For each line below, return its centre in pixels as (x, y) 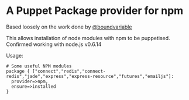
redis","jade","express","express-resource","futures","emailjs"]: (90, 76)
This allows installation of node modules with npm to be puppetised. (88, 38)
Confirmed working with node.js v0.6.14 (54, 44)
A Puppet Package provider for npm (95, 11)
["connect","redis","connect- (69, 71)
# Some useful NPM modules (39, 66)
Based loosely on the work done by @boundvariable (69, 27)
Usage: (15, 55)
